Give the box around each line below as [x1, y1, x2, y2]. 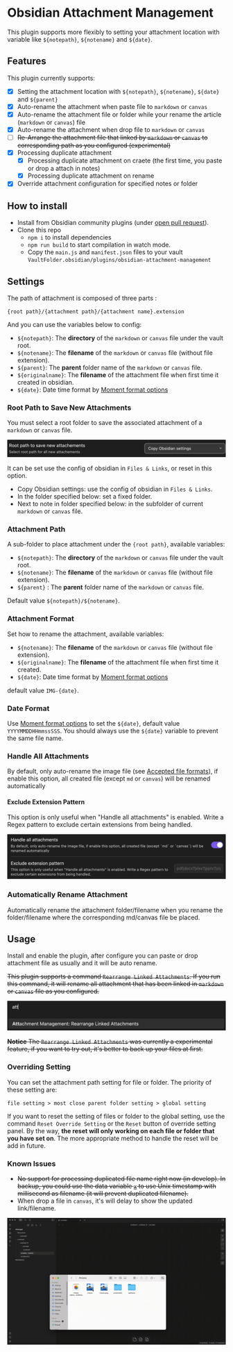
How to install [7, 200, 68, 212]
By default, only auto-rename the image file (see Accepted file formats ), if [7, 767, 218, 776]
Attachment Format [7, 614, 75, 624]
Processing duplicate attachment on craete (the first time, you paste [27, 156, 223, 165]
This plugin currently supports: [7, 74, 96, 82]
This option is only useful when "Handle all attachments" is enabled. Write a [7, 813, 224, 821]
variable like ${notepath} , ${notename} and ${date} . [7, 35, 153, 43]
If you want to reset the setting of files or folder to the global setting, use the [7, 1112, 225, 1120]
